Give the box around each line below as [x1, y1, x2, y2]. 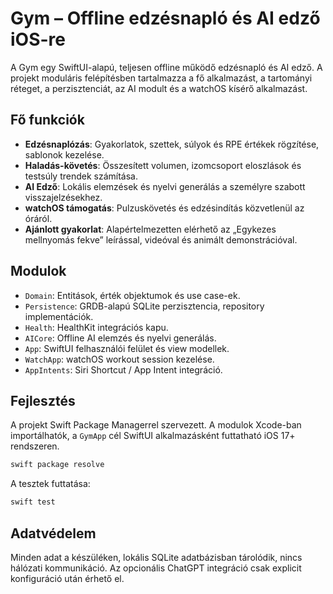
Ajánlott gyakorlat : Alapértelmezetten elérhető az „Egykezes [24, 223, 277, 235]
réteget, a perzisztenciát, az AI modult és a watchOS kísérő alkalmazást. [10, 82, 308, 94]
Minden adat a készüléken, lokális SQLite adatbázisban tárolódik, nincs [10, 551, 303, 563]
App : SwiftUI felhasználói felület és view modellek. [24, 342, 230, 354]
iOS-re [10, 28, 66, 51]
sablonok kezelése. [24, 148, 105, 161]
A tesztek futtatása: [10, 478, 91, 490]
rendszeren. [10, 440, 60, 452]
